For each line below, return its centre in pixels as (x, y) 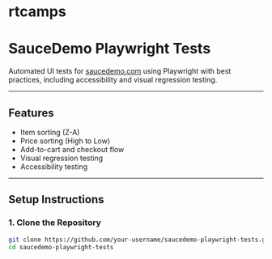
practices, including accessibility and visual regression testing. (113, 80)
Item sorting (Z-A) (50, 132)
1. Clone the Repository (55, 223)
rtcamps (37, 12)
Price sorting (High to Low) (65, 141)
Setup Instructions (56, 200)
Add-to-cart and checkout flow (72, 149)
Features (31, 113)
